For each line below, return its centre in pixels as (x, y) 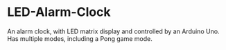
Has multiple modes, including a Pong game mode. (80, 38)
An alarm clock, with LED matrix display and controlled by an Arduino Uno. (113, 31)
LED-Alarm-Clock (59, 12)
